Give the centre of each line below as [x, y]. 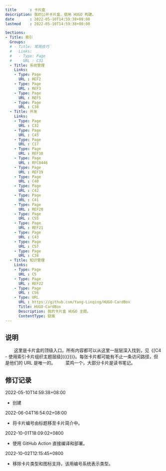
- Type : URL [26, 298]
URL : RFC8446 [33, 163]
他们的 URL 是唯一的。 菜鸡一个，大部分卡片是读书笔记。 [72, 363]
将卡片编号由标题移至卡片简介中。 [47, 423]
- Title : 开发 [23, 112]
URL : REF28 [31, 209]
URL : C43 [28, 237]
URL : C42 [28, 191]
